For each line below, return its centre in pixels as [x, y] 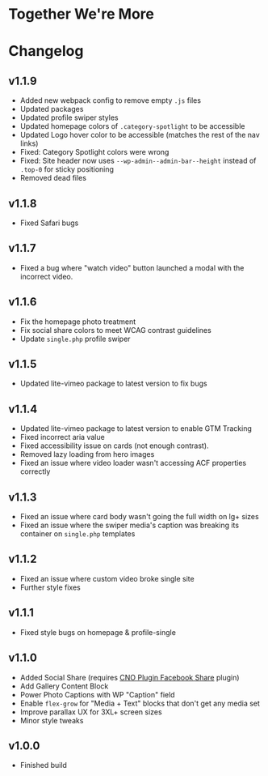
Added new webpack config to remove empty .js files [111, 100]
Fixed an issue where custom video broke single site [107, 578]
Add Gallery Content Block [64, 686]
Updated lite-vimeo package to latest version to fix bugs [113, 384]
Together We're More [82, 14]
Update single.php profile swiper [75, 339]
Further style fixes [50, 587]
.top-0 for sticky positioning [67, 169]
